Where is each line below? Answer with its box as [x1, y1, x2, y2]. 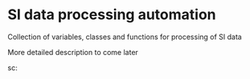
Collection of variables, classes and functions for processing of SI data [7, 32, 242, 41]
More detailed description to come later [7, 47, 138, 57]
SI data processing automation [7, 6, 216, 24]
